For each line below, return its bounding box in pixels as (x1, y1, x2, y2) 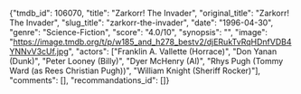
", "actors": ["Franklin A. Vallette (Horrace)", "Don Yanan (68, 46, 277, 57)
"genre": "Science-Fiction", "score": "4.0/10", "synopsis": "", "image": (9, 27, 268, 37)
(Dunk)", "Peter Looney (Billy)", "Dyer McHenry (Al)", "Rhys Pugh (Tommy (9, 56, 284, 66)
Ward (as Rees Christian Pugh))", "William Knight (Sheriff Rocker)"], (9, 65, 260, 76)
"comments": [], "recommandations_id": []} (9, 75, 170, 85)
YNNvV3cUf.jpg (9, 46, 70, 57)
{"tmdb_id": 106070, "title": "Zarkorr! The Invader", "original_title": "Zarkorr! (9, 8, 290, 18)
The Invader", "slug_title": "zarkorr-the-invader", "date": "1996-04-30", (9, 17, 274, 28)
